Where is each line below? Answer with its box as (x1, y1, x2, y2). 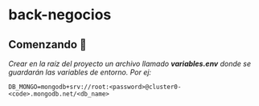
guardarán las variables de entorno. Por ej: (8, 67, 151, 77)
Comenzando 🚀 (8, 38, 87, 51)
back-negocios (8, 6, 112, 24)
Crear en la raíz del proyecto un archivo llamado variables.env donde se (8, 59, 252, 68)
